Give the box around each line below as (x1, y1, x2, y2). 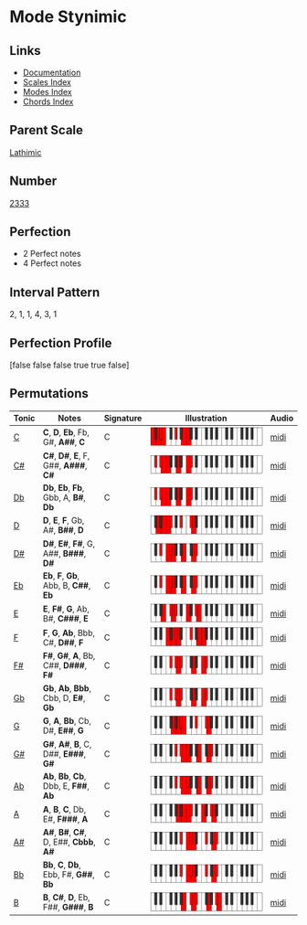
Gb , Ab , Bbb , (42, 683, 91, 694)
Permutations (9, 386, 89, 401)
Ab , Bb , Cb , (42, 771, 87, 782)
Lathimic (9, 146, 42, 157)
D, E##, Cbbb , (42, 836, 96, 847)
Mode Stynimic (9, 6, 127, 27)
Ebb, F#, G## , (42, 868, 95, 879)
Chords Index (22, 96, 74, 107)
